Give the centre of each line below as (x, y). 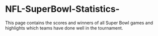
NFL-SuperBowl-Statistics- (63, 9)
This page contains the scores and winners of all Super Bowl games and (79, 23)
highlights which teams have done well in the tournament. (64, 28)
